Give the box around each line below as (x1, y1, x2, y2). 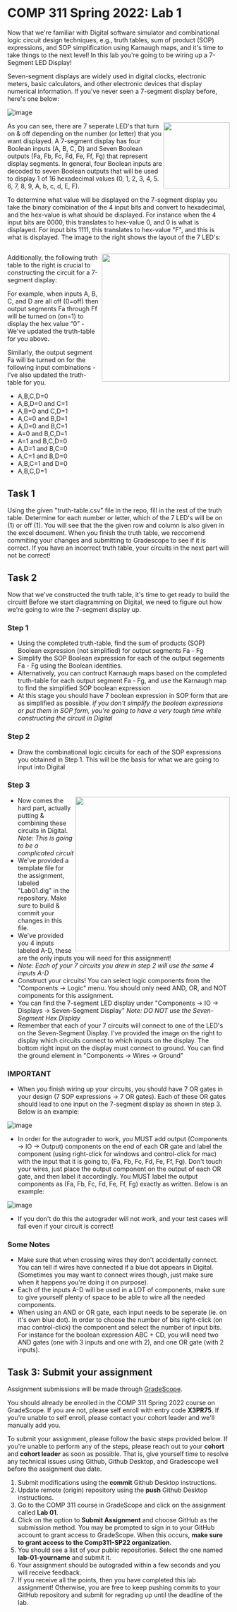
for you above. (7, 335, 49, 343)
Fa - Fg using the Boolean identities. (17, 661, 123, 670)
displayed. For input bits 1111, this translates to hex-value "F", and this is (7, 225, 215, 234)
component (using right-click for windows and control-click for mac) (17, 1150, 217, 1158)
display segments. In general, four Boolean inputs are (7, 159, 162, 167)
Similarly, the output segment (7, 348, 93, 357)
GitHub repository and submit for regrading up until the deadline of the (17, 1591, 224, 1599)
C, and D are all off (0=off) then (7, 297, 99, 306)
